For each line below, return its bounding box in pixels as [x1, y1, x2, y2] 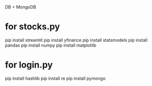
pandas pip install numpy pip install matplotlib [5, 42, 97, 48]
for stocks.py [5, 21, 60, 32]
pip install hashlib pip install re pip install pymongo [5, 75, 106, 81]
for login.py [5, 59, 53, 70]
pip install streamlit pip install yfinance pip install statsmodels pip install [5, 37, 148, 43]
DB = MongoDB [5, 4, 36, 10]
